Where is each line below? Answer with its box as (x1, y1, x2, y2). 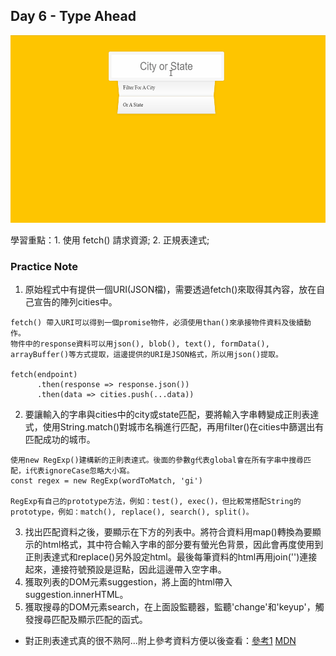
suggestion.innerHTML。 (24, 589, 129, 601)
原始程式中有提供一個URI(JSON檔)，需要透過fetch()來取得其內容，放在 (24, 284, 317, 296)
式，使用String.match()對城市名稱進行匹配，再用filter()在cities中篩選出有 (24, 421, 325, 433)
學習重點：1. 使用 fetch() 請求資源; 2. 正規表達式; (10, 234, 210, 246)
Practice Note (10, 259, 78, 273)
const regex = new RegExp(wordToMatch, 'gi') (10, 476, 203, 486)
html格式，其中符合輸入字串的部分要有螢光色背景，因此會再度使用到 (42, 539, 324, 551)
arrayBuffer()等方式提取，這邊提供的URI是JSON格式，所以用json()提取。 (10, 350, 283, 360)
